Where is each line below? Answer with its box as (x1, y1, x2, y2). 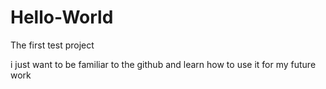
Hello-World (10, 6, 114, 29)
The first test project (10, 39, 95, 51)
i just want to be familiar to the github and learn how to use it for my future (10, 58, 317, 70)
